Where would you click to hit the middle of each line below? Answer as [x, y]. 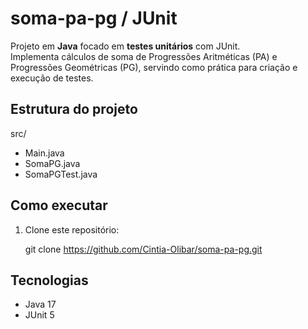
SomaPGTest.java [61, 174]
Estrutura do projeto [74, 109]
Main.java [44, 153]
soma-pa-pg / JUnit [94, 18]
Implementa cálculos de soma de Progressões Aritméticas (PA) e [144, 56]
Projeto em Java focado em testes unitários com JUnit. [125, 46]
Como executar [59, 205]
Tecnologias [49, 280]
